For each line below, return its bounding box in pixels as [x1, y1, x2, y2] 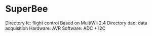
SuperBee [5, 3, 48, 15]
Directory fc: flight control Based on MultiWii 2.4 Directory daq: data [5, 20, 147, 26]
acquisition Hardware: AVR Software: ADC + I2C [5, 25, 106, 31]
